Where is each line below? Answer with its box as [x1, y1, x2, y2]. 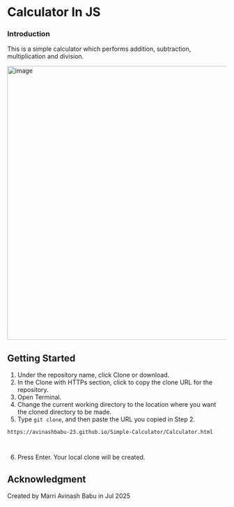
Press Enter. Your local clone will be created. [17, 453, 146, 462]
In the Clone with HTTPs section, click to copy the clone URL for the [17, 378, 213, 387]
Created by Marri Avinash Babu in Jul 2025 [7, 492, 131, 500]
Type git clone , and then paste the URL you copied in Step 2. [17, 415, 196, 423]
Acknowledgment [7, 473, 86, 485]
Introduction [7, 29, 50, 39]
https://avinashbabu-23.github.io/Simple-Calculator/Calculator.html [7, 429, 214, 436]
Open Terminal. [17, 393, 62, 401]
